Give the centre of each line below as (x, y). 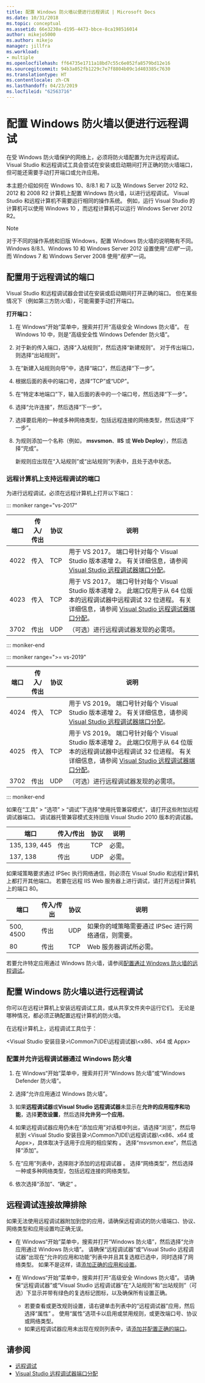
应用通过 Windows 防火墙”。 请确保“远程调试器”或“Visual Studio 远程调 (104, 1249)
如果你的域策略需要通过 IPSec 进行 (137, 926)
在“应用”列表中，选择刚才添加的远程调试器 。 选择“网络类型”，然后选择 (104, 1164)
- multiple (20, 57)
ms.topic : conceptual (34, 23)
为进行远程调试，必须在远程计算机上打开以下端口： (70, 493)
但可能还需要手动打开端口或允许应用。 (54, 172)
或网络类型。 (40, 1321)
